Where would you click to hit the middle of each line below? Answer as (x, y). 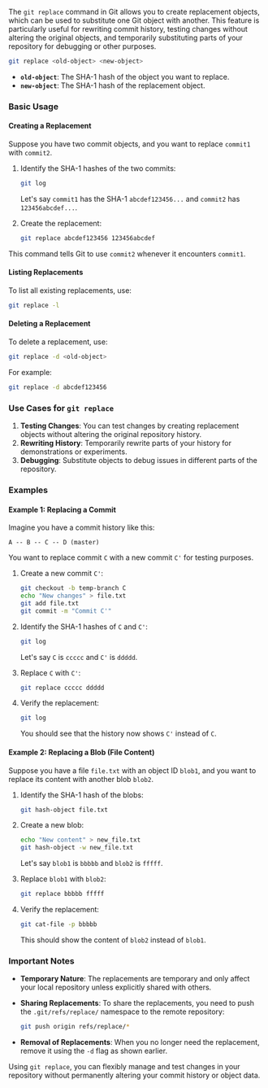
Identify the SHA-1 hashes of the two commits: (98, 168)
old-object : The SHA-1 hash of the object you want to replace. (125, 76)
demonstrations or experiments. (73, 452)
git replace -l (34, 305)
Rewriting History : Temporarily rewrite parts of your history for (125, 444)
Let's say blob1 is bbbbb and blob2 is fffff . (91, 863)
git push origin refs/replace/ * (75, 1027)
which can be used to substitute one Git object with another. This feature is (134, 20)
